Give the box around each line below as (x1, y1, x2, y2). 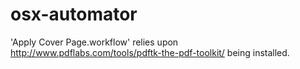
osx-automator (10, 3, 138, 26)
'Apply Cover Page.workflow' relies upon (10, 36, 179, 48)
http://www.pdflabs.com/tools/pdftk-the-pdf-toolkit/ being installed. (10, 46, 290, 58)
